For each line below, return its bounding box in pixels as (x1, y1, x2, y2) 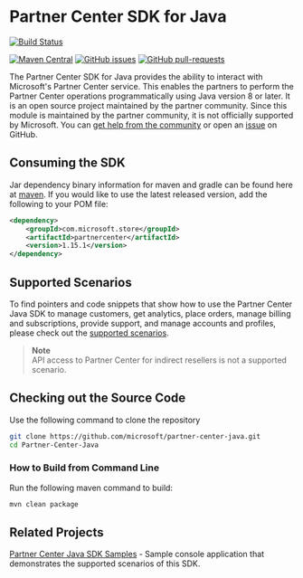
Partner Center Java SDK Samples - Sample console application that (9, 549, 265, 560)
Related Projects (9, 525, 104, 540)
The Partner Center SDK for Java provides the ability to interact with (9, 71, 264, 82)
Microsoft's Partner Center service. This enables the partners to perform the (9, 81, 294, 91)
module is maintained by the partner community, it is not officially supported (9, 109, 294, 120)
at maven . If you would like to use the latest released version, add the (9, 188, 268, 200)
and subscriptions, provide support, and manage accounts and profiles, (9, 317, 276, 328)
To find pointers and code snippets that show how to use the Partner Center (9, 298, 293, 309)
